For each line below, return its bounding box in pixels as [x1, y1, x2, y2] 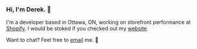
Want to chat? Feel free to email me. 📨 [6, 37, 99, 44]
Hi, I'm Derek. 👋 [6, 5, 51, 14]
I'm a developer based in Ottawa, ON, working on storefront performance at [6, 19, 191, 26]
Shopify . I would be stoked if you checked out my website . [6, 25, 149, 32]
